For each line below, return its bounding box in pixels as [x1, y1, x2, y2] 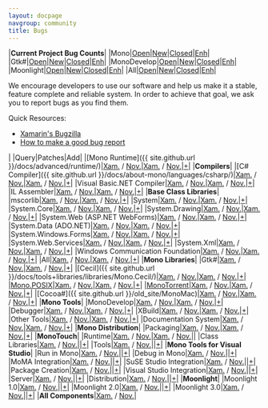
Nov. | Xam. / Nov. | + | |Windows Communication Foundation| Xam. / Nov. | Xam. [8, 246, 260, 256]
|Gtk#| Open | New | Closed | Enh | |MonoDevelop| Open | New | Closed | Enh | [8, 57, 238, 66]
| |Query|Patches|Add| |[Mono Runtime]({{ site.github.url [8, 153, 196, 162]
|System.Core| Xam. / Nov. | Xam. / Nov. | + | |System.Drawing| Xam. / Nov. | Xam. [8, 204, 261, 214]
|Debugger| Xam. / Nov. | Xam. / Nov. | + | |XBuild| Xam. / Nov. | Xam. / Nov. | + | [8, 306, 250, 316]
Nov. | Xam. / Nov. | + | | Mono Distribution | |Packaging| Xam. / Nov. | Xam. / [8, 323, 244, 333]
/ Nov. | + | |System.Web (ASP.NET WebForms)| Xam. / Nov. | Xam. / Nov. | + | [8, 213, 247, 222]
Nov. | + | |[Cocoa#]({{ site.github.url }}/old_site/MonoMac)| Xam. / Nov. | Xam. [8, 289, 257, 298]
